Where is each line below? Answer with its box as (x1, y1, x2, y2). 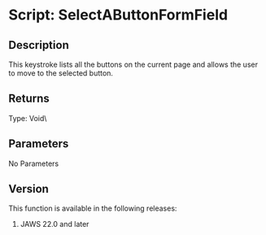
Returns (8, 92, 50, 106)
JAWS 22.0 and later (20, 220, 89, 229)
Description (8, 38, 69, 52)
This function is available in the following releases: (8, 203, 177, 213)
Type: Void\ (8, 113, 47, 123)
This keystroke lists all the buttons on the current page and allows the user (8, 59, 259, 69)
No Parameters (8, 159, 59, 168)
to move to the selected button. (8, 68, 114, 78)
